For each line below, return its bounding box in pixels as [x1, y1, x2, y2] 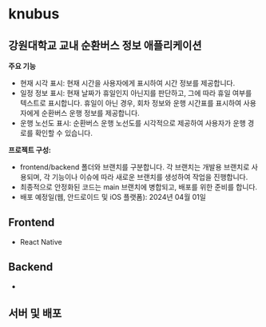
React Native [19, 237, 62, 246]
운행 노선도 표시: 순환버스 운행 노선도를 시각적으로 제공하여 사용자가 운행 [19, 118, 246, 128]
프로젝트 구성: [8, 146, 52, 154]
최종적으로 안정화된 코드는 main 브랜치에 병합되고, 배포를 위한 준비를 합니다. [19, 182, 258, 192]
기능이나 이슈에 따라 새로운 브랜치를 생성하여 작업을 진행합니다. [51, 173, 248, 181]
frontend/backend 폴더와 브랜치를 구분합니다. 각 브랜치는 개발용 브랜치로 [19, 162, 250, 172]
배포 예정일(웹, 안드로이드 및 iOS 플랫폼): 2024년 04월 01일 [19, 193, 206, 201]
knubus [8, 5, 60, 23]
